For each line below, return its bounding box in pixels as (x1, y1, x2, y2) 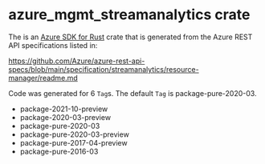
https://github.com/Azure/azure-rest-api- (8, 56, 145, 66)
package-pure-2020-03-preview (19, 130, 130, 139)
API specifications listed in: (8, 40, 98, 50)
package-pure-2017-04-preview (19, 138, 128, 147)
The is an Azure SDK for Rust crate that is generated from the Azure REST (8, 32, 253, 42)
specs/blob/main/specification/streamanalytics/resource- (8, 64, 199, 74)
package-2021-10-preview (19, 104, 108, 114)
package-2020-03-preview (19, 112, 111, 122)
